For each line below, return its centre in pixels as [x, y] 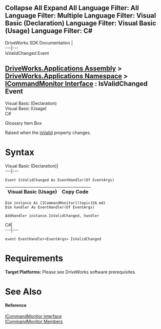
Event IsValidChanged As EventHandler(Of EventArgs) [60, 180]
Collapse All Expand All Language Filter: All [72, 8]
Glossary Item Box [23, 123]
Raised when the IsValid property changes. [48, 132]
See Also [23, 292]
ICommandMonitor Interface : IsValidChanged [76, 84]
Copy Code [75, 192]
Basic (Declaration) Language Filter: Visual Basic [81, 23]
